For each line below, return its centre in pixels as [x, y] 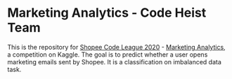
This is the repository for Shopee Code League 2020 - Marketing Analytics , [117, 47]
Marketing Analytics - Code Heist [107, 13]
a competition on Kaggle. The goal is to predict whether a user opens [108, 55]
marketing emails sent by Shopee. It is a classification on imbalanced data [114, 62]
